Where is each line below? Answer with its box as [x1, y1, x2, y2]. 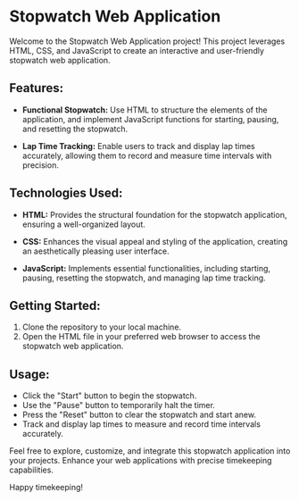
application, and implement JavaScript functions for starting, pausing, [21, 113, 279, 124]
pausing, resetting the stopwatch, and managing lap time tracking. [21, 272, 266, 283]
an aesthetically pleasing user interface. [21, 246, 170, 256]
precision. [21, 159, 60, 171]
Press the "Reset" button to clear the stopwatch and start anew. [21, 409, 257, 421]
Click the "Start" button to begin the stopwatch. [21, 390, 197, 401]
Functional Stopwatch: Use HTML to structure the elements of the [21, 104, 268, 115]
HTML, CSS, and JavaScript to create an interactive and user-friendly [9, 45, 265, 55]
